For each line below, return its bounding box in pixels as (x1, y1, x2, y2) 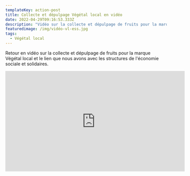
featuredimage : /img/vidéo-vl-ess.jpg (5, 27, 88, 32)
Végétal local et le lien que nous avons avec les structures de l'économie (5, 55, 159, 61)
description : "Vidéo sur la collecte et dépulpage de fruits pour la (5, 21, 157, 27)
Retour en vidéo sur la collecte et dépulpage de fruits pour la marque (5, 49, 151, 56)
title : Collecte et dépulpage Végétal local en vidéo (5, 12, 123, 17)
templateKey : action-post (5, 7, 60, 13)
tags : (5, 31, 17, 36)
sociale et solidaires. (5, 61, 49, 67)
